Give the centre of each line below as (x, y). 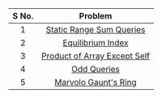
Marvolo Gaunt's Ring (96, 82)
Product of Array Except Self (96, 56)
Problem (96, 16)
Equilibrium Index (96, 43)
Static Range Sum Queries (96, 30)
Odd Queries (96, 69)
